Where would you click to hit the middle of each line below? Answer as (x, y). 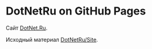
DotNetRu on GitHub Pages (76, 11)
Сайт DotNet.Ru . (27, 28)
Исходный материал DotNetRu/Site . (52, 39)
